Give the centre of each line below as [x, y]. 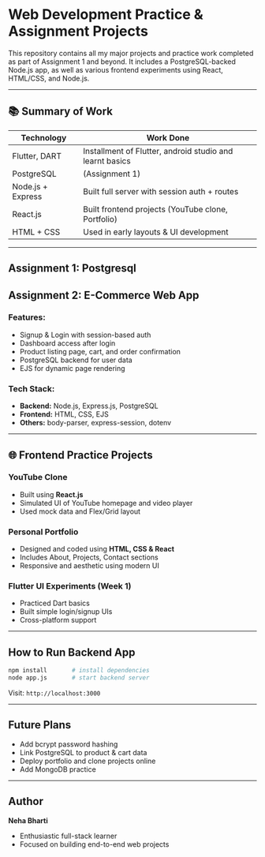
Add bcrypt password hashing [69, 744]
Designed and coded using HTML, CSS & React [97, 549]
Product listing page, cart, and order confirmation [100, 351]
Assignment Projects [78, 31]
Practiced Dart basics [55, 603]
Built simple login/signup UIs [66, 612]
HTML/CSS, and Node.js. [49, 78]
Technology [44, 137]
